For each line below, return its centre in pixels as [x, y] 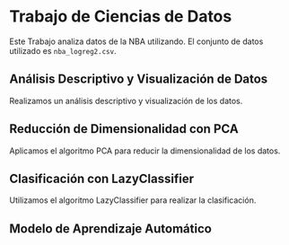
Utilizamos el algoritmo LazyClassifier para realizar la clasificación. [133, 200]
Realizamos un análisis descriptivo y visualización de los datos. [126, 101]
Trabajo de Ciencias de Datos [121, 17]
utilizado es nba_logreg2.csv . [63, 50]
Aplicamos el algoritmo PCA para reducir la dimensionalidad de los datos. [145, 151]
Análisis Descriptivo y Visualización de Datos [139, 79]
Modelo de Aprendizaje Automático [111, 228]
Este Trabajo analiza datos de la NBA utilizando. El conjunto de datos [136, 41]
